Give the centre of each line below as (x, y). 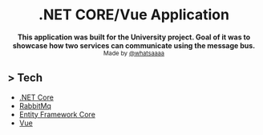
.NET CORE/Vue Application (134, 15)
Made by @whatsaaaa (134, 53)
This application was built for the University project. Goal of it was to (134, 37)
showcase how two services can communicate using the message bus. (134, 45)
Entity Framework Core (57, 114)
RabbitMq (35, 105)
